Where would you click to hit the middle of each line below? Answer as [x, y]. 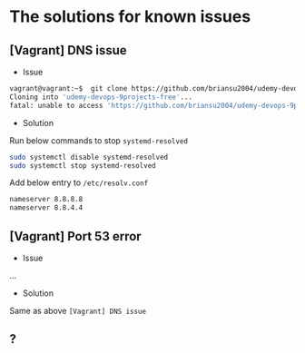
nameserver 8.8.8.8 [46, 200]
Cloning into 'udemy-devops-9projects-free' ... [101, 97]
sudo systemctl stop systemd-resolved [83, 165]
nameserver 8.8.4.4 [46, 208]
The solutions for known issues [130, 17]
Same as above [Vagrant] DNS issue [78, 310]
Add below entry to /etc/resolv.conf [79, 182]
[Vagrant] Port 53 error [76, 236]
